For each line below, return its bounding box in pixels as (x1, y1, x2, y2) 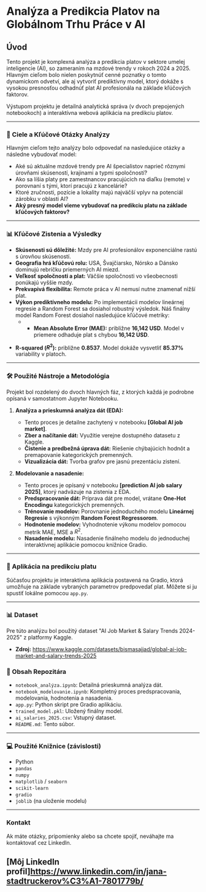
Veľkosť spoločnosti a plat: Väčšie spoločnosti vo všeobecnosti (15, 272, 178, 280)
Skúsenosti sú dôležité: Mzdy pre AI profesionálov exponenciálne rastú (15, 246, 197, 253)
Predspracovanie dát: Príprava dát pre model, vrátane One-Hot (24, 495, 186, 502)
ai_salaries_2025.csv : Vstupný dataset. (15, 714, 116, 721)
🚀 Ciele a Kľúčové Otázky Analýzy (6, 130, 110, 139)
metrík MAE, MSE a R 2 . (24, 527, 83, 536)
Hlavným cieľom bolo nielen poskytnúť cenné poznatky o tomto (6, 71, 167, 78)
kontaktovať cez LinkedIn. (6, 839, 72, 846)
